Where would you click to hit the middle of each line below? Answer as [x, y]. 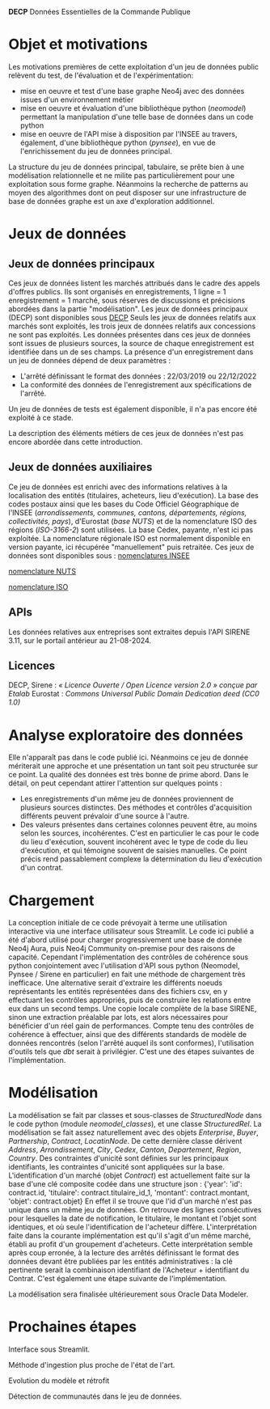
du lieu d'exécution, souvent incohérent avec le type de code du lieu [134, 842]
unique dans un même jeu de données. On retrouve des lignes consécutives [135, 1210]
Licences [32, 665]
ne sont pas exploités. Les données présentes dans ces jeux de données [129, 334]
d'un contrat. [42, 868]
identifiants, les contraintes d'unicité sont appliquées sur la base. [116, 1167]
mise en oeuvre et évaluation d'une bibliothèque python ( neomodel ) [133, 108]
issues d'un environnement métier [77, 99]
